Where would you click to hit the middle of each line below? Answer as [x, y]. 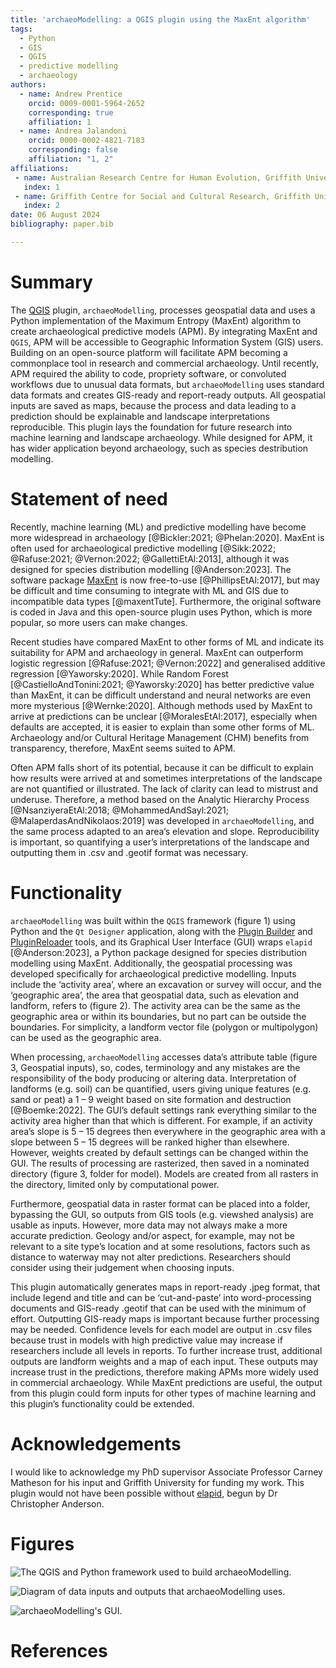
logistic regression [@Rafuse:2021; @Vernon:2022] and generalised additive [168, 663]
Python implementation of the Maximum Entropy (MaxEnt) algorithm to [156, 320]
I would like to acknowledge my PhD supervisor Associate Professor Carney [166, 1472]
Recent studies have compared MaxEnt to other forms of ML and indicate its [167, 642]
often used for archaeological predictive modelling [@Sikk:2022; [143, 548]
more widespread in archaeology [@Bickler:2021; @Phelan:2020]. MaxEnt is [167, 537]
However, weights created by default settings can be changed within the [159, 1152]
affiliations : [40, 168]
